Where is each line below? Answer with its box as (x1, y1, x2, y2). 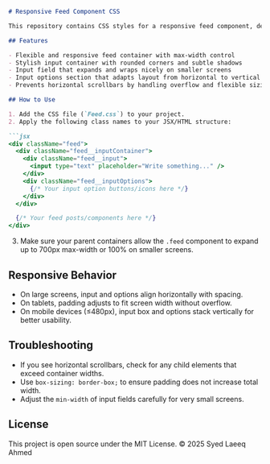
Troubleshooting (8, 338, 94, 352)
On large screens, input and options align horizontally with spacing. (19, 289, 243, 299)
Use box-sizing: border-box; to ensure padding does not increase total (19, 377, 259, 387)
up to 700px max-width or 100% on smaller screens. (19, 245, 194, 255)
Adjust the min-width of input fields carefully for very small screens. (19, 394, 244, 404)
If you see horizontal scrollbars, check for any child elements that (19, 359, 237, 370)
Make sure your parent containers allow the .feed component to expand (19, 236, 259, 246)
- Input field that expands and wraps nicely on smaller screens (8, 66, 231, 74)
